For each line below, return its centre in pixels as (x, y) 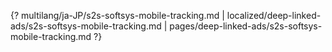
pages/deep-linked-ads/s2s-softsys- (246, 26)
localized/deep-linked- (274, 15)
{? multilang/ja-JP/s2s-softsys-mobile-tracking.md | (117, 15)
